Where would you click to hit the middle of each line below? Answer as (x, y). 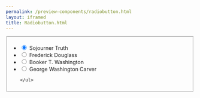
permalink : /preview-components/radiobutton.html (69, 12)
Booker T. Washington (57, 62)
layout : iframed (26, 17)
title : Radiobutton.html (37, 23)
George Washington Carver (63, 69)
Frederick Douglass (53, 55)
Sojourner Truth (49, 48)
